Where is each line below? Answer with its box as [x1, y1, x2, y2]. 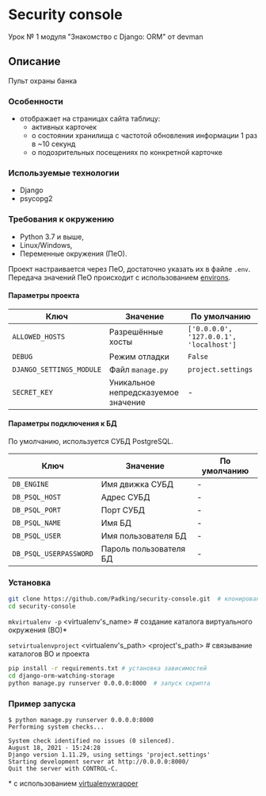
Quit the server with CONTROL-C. [8, 765, 119, 773]
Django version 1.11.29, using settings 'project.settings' [8, 751, 211, 759]
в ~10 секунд [31, 139, 76, 149]
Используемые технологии [8, 167, 120, 178]
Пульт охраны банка [8, 75, 78, 85]
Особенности [8, 95, 63, 106]
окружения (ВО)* [8, 625, 67, 635]
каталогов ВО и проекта [8, 649, 89, 659]
